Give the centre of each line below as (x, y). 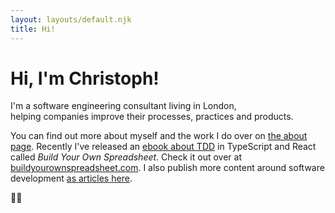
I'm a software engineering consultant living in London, (123, 106)
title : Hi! (33, 29)
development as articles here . (71, 178)
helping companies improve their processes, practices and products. (152, 117)
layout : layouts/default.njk (71, 19)
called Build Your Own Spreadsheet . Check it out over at (126, 157)
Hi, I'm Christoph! (85, 78)
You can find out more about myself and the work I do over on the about (159, 136)
